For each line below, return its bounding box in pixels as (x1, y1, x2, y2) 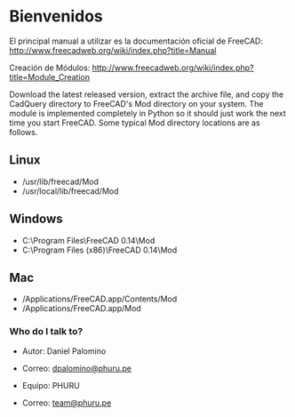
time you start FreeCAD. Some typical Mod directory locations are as (9, 117, 260, 128)
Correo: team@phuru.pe (21, 397, 112, 408)
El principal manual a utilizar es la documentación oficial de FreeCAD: (9, 36, 264, 46)
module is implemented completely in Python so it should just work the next (9, 108, 286, 118)
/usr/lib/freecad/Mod (21, 176, 100, 187)
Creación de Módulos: (9, 62, 91, 73)
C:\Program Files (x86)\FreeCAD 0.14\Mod (21, 245, 178, 255)
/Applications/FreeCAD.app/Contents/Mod (21, 293, 178, 304)
